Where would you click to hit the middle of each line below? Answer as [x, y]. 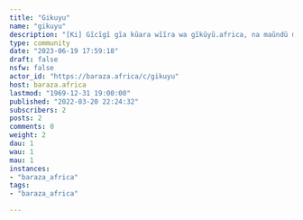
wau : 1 [22, 151]
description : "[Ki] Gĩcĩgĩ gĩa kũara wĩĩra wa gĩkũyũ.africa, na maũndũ [149, 34]
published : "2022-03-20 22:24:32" [74, 101]
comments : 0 [32, 127]
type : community [40, 43]
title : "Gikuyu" [40, 18]
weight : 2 [28, 135]
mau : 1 [22, 160]
